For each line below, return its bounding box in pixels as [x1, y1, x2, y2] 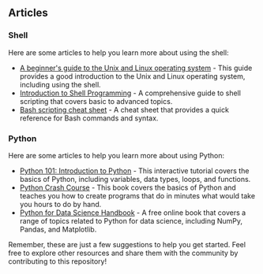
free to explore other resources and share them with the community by [8, 248, 239, 257]
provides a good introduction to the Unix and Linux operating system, [19, 71, 246, 81]
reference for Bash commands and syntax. [19, 113, 159, 123]
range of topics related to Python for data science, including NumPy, [19, 216, 243, 225]
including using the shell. [19, 80, 101, 89]
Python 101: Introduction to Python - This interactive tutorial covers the [19, 165, 250, 176]
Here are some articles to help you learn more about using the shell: [8, 47, 229, 57]
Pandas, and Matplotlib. [19, 224, 97, 234]
